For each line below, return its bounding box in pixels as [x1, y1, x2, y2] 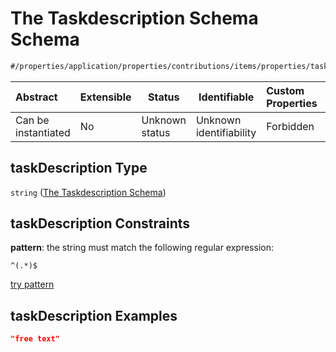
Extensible [79, 90, 132, 104]
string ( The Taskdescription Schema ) [10, 186, 167, 198]
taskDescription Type [10, 160, 148, 177]
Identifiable [198, 90, 255, 104]
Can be [15, 113, 50, 127]
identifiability [195, 125, 257, 139]
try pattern [10, 278, 55, 291]
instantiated [15, 125, 71, 139]
